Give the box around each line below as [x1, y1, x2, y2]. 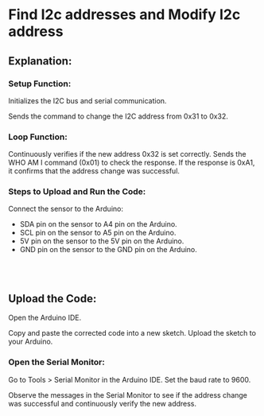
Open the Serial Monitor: [8, 356, 105, 367]
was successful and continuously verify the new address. [8, 399, 197, 408]
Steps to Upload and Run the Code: [8, 186, 146, 197]
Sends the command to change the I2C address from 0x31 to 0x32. [8, 111, 229, 121]
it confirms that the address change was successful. [8, 166, 181, 176]
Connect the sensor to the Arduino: [8, 204, 123, 214]
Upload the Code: [8, 292, 97, 305]
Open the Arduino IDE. [8, 313, 82, 323]
